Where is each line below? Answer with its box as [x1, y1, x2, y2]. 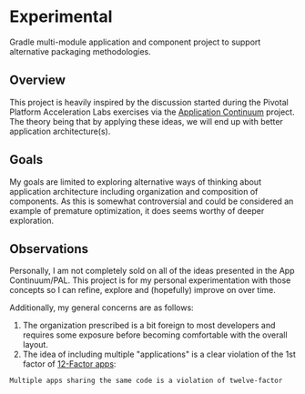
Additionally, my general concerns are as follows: [9, 302, 194, 313]
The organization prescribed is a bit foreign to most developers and [22, 320, 276, 331]
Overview [9, 73, 66, 88]
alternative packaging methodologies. [9, 45, 152, 56]
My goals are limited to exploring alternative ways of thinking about [9, 176, 262, 187]
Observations [9, 241, 89, 257]
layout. [22, 339, 48, 350]
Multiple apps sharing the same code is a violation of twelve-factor [9, 376, 283, 386]
